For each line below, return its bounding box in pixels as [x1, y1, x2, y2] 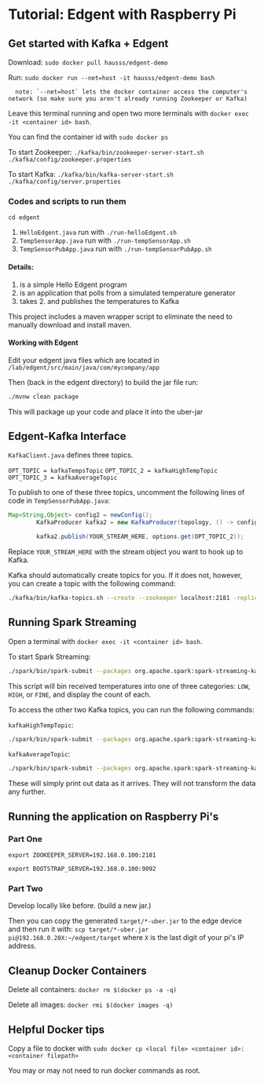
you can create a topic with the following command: [8, 579, 176, 588]
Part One [8, 833, 43, 844]
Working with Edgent [8, 338, 79, 347]
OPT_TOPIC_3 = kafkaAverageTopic [8, 474, 118, 482]
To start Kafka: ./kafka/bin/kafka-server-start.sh [8, 170, 174, 178]
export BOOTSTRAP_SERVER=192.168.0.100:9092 [8, 865, 156, 873]
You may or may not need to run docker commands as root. [8, 1066, 201, 1075]
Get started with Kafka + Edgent [8, 37, 169, 50]
